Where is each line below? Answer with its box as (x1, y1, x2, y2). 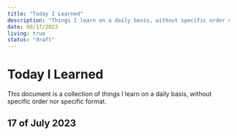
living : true (7, 29, 46, 37)
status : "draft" (7, 36, 55, 43)
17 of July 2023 (7, 117, 76, 130)
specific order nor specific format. (7, 97, 107, 106)
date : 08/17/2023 (7, 23, 59, 30)
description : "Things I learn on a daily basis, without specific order (7, 17, 226, 24)
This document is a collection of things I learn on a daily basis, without (7, 90, 212, 98)
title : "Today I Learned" (7, 10, 83, 18)
